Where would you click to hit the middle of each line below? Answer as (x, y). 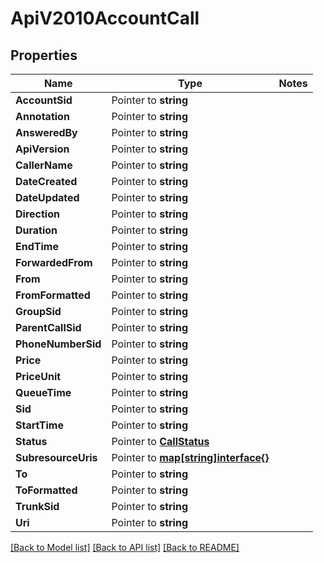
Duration (36, 230)
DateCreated (46, 181)
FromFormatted (53, 295)
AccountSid (44, 100)
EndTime (37, 246)
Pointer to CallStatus (160, 441)
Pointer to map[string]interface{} (190, 457)
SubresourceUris (56, 457)
